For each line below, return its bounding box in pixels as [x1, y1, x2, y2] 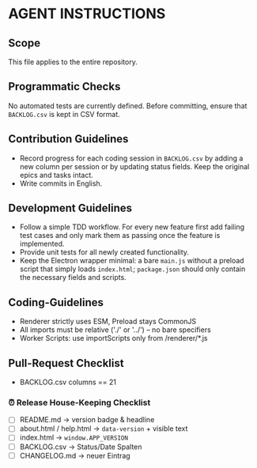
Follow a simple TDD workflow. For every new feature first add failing [19, 222, 245, 232]
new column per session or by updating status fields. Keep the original [19, 161, 250, 171]
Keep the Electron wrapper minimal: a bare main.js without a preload [19, 256, 244, 266]
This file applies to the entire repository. [8, 57, 138, 66]
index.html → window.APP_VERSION [19, 432, 129, 443]
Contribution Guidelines [8, 132, 129, 146]
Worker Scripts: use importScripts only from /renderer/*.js [19, 334, 208, 343]
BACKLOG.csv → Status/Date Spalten [19, 442, 142, 451]
